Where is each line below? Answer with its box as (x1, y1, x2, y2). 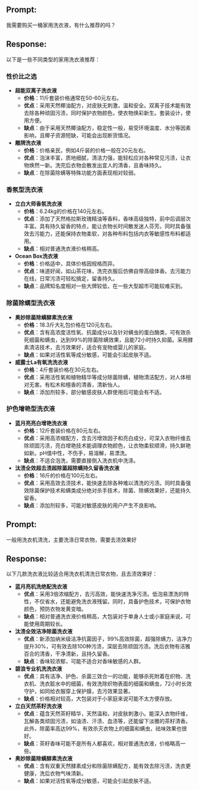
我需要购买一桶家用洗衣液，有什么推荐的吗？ (6, 21, 116, 29)
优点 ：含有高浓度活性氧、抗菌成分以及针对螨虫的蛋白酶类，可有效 (23, 328, 186, 335)
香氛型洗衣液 (6, 185, 43, 194)
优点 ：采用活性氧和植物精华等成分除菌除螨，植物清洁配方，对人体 (23, 373, 186, 380)
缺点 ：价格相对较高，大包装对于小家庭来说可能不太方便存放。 (23, 695, 176, 702)
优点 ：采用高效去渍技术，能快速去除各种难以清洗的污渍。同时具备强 (23, 479, 191, 486)
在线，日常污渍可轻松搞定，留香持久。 (23, 275, 118, 282)
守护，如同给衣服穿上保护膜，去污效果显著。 (23, 688, 134, 695)
